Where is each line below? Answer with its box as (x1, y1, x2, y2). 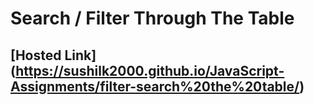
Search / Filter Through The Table (10, 7, 295, 30)
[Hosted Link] (10, 47, 97, 64)
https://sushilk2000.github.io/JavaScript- (15, 62, 285, 79)
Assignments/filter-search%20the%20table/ (10, 78, 300, 95)
